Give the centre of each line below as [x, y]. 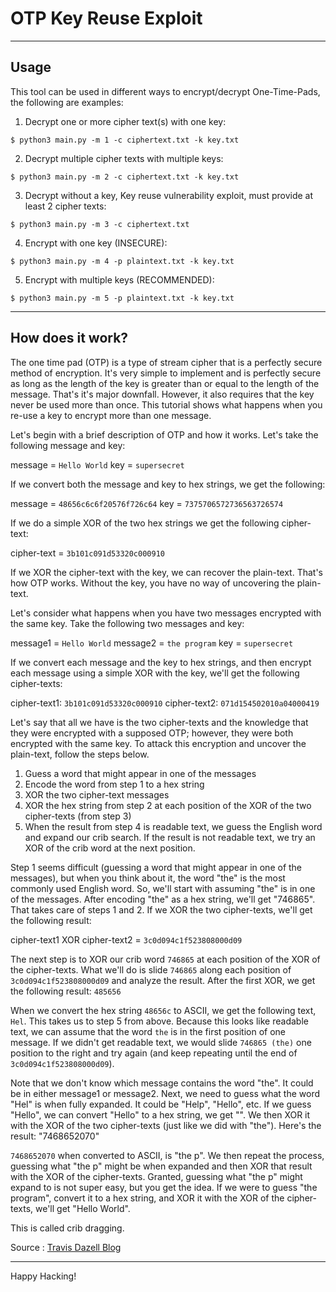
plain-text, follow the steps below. [80, 754]
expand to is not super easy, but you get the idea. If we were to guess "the [164, 1187]
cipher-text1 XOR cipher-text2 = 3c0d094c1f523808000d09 [126, 939]
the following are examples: [67, 102]
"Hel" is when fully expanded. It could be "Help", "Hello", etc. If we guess [161, 1104]
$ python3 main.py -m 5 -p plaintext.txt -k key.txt [122, 298]
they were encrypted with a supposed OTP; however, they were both [152, 733]
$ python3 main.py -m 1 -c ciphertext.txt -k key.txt [125, 140]
